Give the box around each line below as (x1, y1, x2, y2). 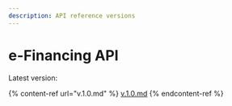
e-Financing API (8, 46, 119, 64)
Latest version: (8, 73, 58, 83)
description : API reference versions (8, 11, 136, 20)
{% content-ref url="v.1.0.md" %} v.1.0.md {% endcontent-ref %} (8, 88, 224, 98)
